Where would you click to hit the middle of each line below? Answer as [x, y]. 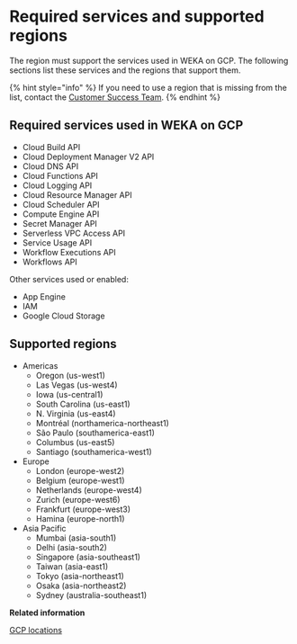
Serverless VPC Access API [74, 233]
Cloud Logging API [57, 185]
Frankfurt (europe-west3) [83, 509]
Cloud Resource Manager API [77, 194]
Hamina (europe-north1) [80, 518]
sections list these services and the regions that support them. [125, 70]
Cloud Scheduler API [61, 204]
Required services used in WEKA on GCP [126, 125]
